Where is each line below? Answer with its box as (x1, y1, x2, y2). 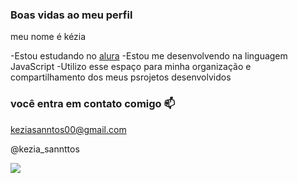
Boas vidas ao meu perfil (10, 8, 133, 22)
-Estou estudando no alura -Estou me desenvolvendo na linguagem (10, 50, 288, 62)
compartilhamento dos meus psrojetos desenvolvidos (10, 71, 232, 83)
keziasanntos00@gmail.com (10, 123, 127, 135)
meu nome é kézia (10, 31, 87, 43)
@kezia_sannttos (10, 143, 80, 155)
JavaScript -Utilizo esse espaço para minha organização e (10, 61, 252, 73)
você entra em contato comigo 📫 (10, 97, 176, 111)
